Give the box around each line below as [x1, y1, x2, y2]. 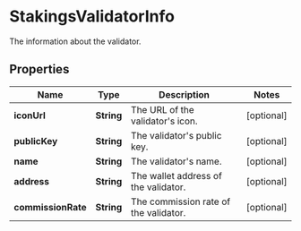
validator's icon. [131, 115, 199, 127]
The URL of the [131, 103, 194, 115]
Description [158, 88, 211, 100]
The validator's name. [131, 155, 222, 167]
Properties [9, 62, 70, 77]
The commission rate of [131, 195, 231, 208]
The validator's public [131, 129, 222, 141]
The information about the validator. [9, 36, 142, 47]
